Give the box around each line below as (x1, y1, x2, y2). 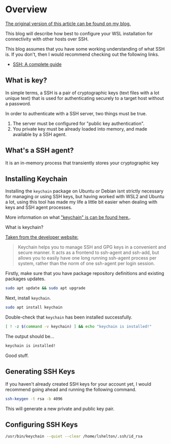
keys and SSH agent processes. (5, 204, 72, 210)
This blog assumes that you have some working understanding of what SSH (5, 46, 165, 52)
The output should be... (5, 333, 55, 339)
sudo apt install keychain (5, 305, 63, 310)
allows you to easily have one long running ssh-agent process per (17, 255, 157, 261)
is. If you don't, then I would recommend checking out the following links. (5, 51, 159, 57)
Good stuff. (5, 352, 29, 358)
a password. (5, 100, 32, 107)
